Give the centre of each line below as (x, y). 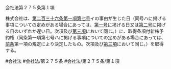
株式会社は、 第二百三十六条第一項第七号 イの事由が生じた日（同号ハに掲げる (86, 18)
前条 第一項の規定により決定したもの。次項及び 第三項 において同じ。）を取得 (85, 44)
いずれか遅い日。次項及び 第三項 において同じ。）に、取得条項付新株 (89, 31)
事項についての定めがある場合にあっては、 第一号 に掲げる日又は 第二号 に (81, 25)
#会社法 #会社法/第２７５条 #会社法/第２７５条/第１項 (63, 61)
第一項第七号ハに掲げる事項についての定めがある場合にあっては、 (96, 38)
